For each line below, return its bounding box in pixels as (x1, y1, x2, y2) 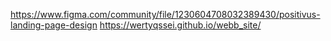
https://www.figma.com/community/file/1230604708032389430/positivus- (10, 9, 321, 20)
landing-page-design (10, 19, 98, 31)
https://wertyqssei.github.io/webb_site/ (99, 19, 262, 31)
